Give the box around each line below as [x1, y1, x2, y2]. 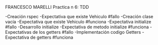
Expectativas [5, 29, 32, 35]
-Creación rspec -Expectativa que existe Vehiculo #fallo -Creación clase [5, 14, 154, 19]
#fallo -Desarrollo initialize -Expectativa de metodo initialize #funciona [5, 24, 149, 30]
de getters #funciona [30, 34, 74, 40]
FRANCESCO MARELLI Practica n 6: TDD [5, 4, 89, 10]
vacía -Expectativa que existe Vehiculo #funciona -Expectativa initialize [5, 19, 152, 24]
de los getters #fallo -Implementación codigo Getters [32, 29, 141, 35]
